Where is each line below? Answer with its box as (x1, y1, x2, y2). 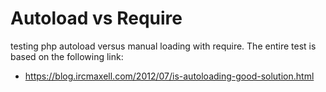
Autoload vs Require (10, 7, 183, 30)
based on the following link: (10, 50, 124, 62)
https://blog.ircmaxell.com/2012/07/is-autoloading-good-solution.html (24, 70, 315, 82)
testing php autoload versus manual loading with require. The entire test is (10, 40, 317, 52)
